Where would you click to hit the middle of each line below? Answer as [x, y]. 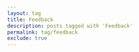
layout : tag [24, 13]
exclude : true [27, 38]
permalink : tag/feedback [42, 32]
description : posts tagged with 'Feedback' [70, 26]
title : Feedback [30, 20]
